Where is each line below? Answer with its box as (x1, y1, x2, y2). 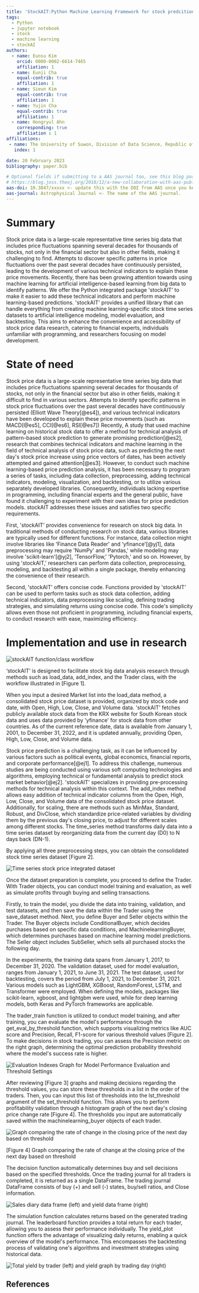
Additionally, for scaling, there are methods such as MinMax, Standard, (6, 804, 179, 811)
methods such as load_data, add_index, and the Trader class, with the (6, 673, 176, 681)
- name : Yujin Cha (11, 102, 57, 109)
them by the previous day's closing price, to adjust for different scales (6, 816, 177, 823)
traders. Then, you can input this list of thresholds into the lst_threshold (6, 1091, 180, 1099)
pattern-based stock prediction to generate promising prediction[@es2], (6, 434, 182, 441)
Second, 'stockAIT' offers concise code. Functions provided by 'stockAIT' (6, 583, 187, 590)
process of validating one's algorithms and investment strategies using (6, 1244, 179, 1251)
